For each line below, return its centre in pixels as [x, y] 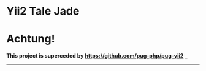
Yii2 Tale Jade [43, 11]
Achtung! [31, 39]
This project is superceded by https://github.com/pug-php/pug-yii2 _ [97, 56]
